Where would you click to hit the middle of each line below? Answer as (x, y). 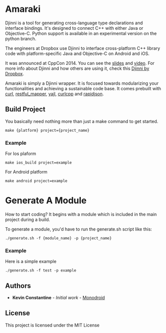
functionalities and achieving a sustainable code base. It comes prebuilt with (83, 88)
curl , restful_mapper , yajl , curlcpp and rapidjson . (55, 94)
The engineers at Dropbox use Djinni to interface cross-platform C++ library (83, 48)
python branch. (21, 39)
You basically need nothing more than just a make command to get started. (82, 121)
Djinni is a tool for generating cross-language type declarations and (74, 23)
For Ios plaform (21, 154)
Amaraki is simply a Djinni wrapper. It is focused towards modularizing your (82, 83)
